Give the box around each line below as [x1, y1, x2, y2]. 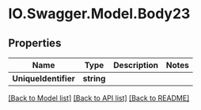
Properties [8, 36, 62, 50]
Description [113, 60, 158, 70]
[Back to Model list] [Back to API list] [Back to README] [8, 93, 190, 103]
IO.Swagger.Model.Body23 [8, 5, 191, 23]
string [82, 73, 106, 84]
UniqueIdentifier [12, 73, 75, 84]
